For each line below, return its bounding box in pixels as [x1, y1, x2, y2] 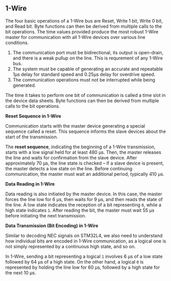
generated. [12, 82, 36, 88]
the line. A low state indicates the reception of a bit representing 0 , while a [5, 202, 162, 208]
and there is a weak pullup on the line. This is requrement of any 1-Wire [12, 55, 163, 61]
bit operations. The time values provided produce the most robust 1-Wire [5, 28, 159, 35]
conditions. [5, 39, 29, 46]
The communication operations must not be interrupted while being [12, 76, 155, 83]
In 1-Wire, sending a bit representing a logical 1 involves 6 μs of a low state [5, 253, 163, 259]
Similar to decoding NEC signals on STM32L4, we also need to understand [5, 232, 163, 238]
